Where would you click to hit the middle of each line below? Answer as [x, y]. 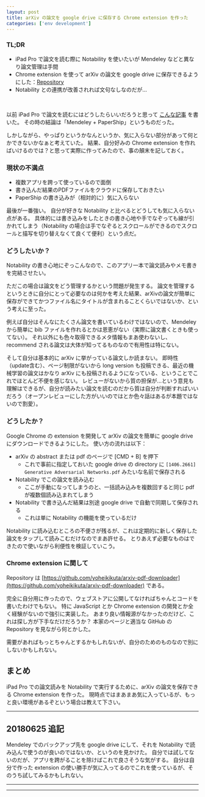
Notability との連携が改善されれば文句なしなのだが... [81, 89]
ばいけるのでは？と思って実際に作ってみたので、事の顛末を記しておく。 [97, 150]
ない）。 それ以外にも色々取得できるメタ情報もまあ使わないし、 [91, 337]
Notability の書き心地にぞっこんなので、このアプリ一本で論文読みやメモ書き [102, 265]
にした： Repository [39, 82]
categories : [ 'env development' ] [49, 23]
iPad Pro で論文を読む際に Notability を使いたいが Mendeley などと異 [102, 59]
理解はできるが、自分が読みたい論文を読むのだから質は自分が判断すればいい [103, 389]
